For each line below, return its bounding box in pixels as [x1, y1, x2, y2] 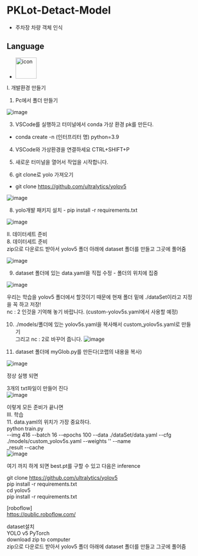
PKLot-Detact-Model [6, 4, 111, 17]
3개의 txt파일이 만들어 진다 [6, 384, 68, 392]
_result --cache [6, 444, 45, 451]
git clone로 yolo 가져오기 [15, 171, 74, 178]
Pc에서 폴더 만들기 [15, 96, 58, 104]
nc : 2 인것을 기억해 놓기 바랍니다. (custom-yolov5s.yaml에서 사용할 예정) [6, 308, 179, 315]
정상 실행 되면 [6, 372, 39, 379]
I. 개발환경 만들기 [6, 84, 46, 91]
